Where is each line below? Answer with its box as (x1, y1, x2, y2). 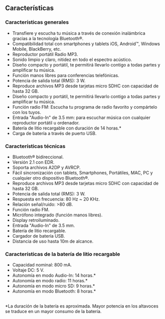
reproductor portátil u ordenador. (12, 120, 80, 126)
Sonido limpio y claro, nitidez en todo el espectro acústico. (12, 57, 132, 63)
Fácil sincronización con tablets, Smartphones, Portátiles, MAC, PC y (12, 170, 153, 176)
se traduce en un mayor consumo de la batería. (5, 309, 102, 315)
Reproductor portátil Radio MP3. (12, 51, 78, 57)
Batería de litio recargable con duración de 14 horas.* (12, 125, 121, 131)
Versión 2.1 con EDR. (12, 159, 55, 165)
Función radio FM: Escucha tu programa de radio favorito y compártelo (12, 104, 158, 110)
